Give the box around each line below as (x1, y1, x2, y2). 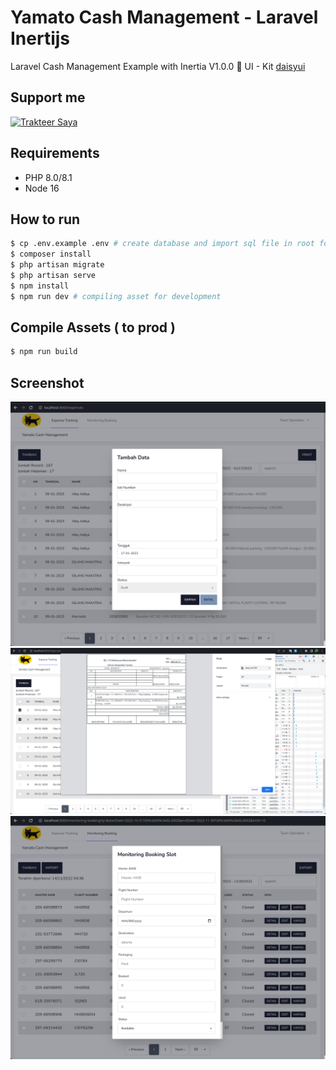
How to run (10, 211, 81, 228)
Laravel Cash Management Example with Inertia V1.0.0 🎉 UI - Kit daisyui (10, 60, 306, 72)
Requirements (10, 145, 100, 162)
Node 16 (24, 182, 60, 194)
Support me (10, 89, 86, 106)
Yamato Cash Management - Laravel (10, 6, 319, 29)
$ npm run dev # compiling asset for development (10, 291, 222, 301)
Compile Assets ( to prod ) (10, 319, 176, 336)
